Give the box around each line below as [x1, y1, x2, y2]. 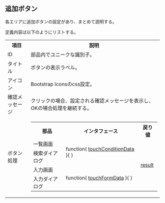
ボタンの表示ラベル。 [30, 64, 80, 71]
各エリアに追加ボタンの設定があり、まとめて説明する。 [5, 19, 117, 25]
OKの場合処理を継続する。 [30, 105, 92, 112]
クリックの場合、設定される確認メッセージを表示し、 [30, 97, 154, 104]
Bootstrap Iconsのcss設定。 [30, 81, 95, 87]
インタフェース [83, 127, 118, 134]
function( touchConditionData [65, 145, 135, 152]
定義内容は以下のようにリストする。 [5, 29, 79, 35]
